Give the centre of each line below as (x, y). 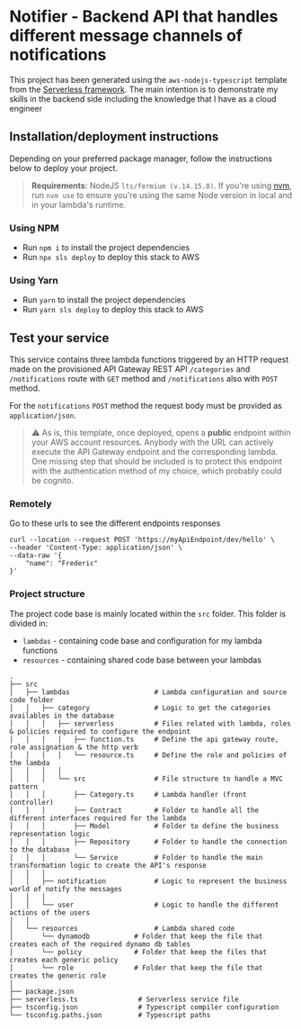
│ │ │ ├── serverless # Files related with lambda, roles (150, 723)
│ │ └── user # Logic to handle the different (144, 905)
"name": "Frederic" (62, 564)
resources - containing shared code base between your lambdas (142, 660)
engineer (26, 108)
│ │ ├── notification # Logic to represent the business (148, 881)
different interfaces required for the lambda (98, 818)
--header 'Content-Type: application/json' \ (96, 548)
